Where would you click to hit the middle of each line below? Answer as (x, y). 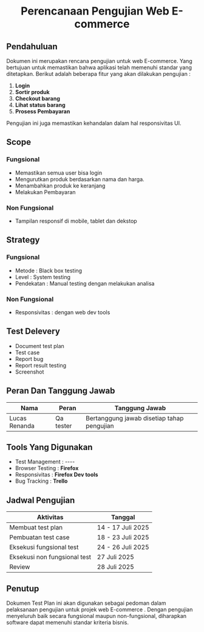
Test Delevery (33, 331)
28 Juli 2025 (116, 567)
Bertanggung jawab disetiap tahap (135, 418)
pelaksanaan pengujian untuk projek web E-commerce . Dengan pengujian (100, 610)
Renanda (22, 426)
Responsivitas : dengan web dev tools (63, 312)
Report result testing (41, 365)
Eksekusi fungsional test (44, 547)
